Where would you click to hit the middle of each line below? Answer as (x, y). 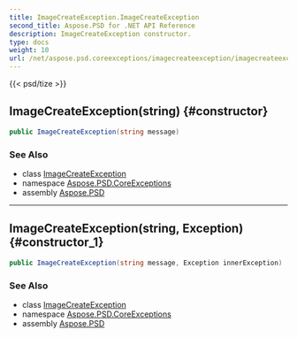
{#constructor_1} (57, 243)
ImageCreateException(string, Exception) (126, 229)
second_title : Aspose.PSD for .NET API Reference (103, 26)
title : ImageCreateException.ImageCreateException (104, 17)
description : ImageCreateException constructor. (100, 34)
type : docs (29, 42)
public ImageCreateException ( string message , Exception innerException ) (146, 263)
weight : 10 (29, 50)
